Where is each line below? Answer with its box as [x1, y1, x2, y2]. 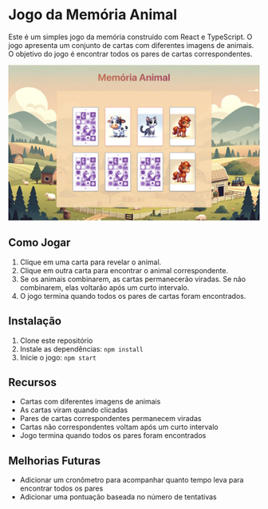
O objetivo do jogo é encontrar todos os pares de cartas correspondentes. [8, 49, 253, 58]
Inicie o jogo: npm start [19, 352, 97, 362]
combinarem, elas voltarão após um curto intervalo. [19, 282, 190, 292]
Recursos [8, 376, 57, 389]
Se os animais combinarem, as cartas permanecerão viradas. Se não [19, 274, 246, 284]
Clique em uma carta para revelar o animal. [19, 257, 162, 267]
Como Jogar [8, 236, 71, 249]
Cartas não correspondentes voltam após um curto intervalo [19, 422, 219, 432]
